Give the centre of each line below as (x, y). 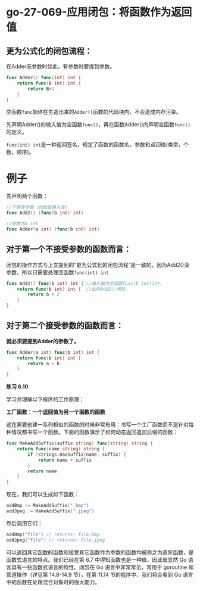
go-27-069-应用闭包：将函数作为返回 (99, 12)
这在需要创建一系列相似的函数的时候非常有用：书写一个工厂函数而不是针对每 (100, 425)
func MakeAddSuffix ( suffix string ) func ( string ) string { (79, 444)
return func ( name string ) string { (61, 449)
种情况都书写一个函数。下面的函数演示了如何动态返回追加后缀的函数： (92, 432)
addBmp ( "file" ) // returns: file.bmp (53, 534)
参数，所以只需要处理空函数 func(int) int (57, 272)
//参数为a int (22, 224)
